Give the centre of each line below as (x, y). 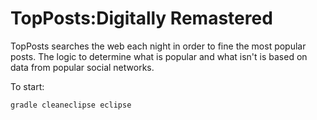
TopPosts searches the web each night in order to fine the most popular (158, 46)
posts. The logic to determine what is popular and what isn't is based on (159, 56)
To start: (27, 86)
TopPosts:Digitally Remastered (141, 18)
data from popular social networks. (82, 67)
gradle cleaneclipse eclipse (71, 105)
